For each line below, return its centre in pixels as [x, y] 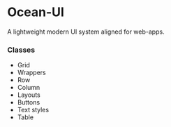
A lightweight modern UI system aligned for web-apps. [86, 32]
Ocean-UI [36, 12]
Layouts [29, 95]
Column [29, 88]
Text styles [33, 110]
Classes [21, 50]
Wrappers [32, 73]
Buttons [29, 102]
